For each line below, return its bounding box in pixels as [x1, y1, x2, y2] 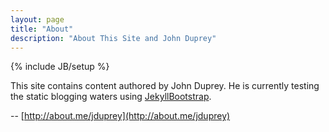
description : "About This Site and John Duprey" [10, 33, 217, 43]
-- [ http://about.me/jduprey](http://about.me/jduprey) [10, 110, 231, 122]
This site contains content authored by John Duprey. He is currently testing [10, 80, 320, 92]
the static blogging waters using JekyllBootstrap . [10, 91, 212, 103]
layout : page [10, 14, 65, 25]
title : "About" [10, 24, 74, 34]
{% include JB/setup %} [10, 61, 110, 73]
